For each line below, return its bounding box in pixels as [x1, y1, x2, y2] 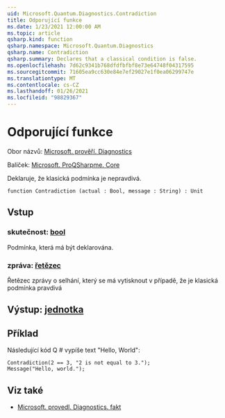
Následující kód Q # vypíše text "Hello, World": [7, 346, 140, 355]
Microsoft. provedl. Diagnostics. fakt [17, 403, 122, 411]
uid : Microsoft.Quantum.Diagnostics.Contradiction [7, 10, 157, 17]
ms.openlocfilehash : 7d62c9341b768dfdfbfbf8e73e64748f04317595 [7, 62, 194, 69]
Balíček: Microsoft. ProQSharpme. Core [7, 161, 120, 169]
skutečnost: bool [7, 227, 66, 237]
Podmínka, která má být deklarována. [7, 243, 114, 251]
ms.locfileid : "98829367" [7, 95, 82, 102]
